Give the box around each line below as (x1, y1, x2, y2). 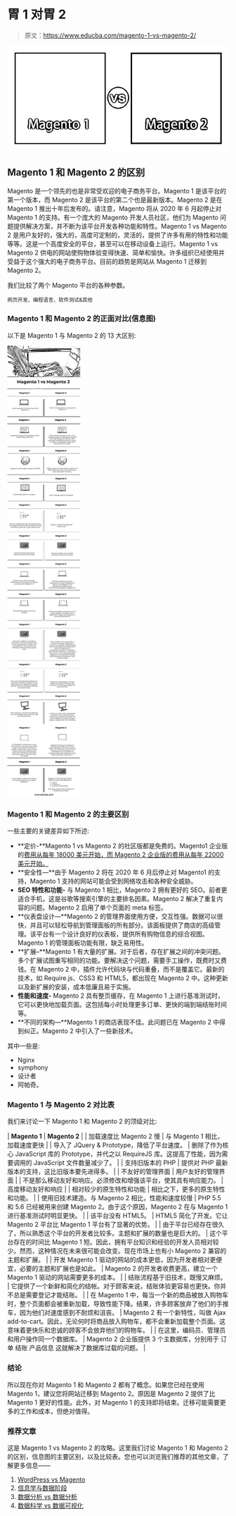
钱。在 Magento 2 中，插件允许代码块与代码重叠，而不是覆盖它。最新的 (17, 965, 225, 974)
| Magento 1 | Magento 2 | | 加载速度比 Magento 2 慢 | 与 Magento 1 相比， (7, 1132, 224, 1141)
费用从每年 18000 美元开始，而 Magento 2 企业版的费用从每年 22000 (23, 850, 224, 859)
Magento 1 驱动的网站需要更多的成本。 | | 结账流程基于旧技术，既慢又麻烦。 (7, 1273, 227, 1282)
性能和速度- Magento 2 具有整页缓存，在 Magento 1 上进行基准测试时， (17, 991, 224, 1000)
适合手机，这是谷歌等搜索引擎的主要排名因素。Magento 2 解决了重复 (17, 895, 217, 903)
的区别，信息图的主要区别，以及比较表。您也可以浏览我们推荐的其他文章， (7, 1453, 223, 1461)
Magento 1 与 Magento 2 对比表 (7, 1100, 114, 1110)
